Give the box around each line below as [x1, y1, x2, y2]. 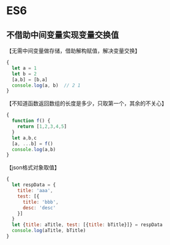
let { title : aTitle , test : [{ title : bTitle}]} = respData [12, 222, 163, 228]
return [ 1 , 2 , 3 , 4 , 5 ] [17, 123, 67, 130]
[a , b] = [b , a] [12, 76, 48, 83]
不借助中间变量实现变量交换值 [6, 29, 119, 40]
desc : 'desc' [22, 204, 56, 211]
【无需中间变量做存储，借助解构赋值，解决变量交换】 [6, 47, 141, 54]
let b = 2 [12, 71, 37, 77]
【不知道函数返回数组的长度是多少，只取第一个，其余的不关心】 [6, 99, 167, 107]
